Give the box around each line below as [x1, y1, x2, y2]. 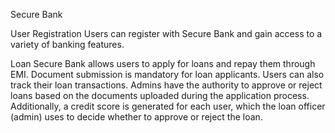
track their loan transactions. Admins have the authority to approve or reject [10, 79, 323, 91]
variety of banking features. [10, 39, 125, 50]
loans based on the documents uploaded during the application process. [10, 90, 310, 101]
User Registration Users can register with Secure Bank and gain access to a [10, 28, 323, 39]
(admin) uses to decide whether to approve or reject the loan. [10, 111, 263, 123]
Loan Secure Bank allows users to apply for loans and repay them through [10, 58, 316, 69]
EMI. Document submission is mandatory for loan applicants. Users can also [10, 69, 325, 80]
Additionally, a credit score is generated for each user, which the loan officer [10, 100, 326, 112]
